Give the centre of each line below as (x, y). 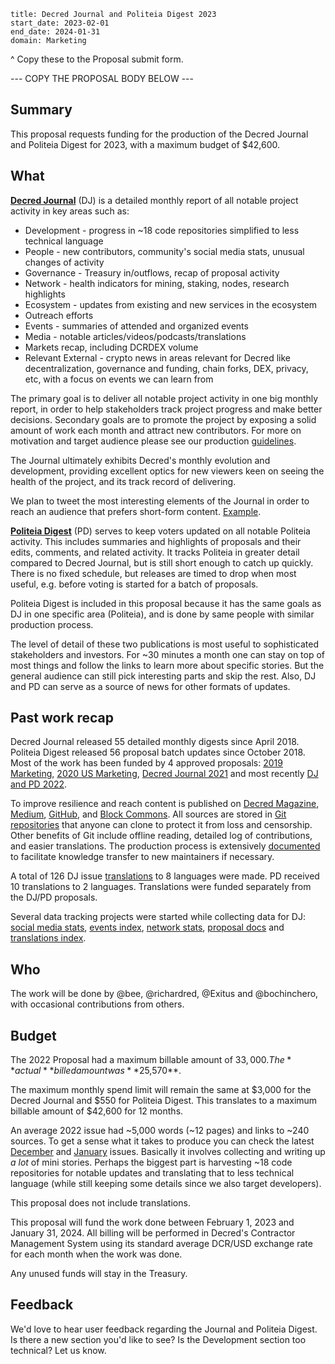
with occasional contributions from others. (97, 1004)
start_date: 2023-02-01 (60, 23)
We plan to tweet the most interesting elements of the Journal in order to (160, 501)
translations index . (48, 938)
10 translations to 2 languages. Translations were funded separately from (161, 887)
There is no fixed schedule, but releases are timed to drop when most (153, 573)
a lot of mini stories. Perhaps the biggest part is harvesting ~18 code (151, 1162)
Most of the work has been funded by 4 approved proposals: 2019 (146, 763)
